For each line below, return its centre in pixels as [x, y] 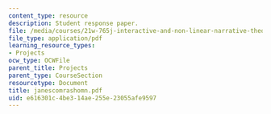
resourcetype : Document [48, 83]
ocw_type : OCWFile [39, 61]
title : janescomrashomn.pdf [56, 90]
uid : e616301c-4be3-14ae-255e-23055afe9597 [83, 98]
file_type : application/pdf [56, 38]
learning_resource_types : [52, 46]
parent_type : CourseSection [56, 75]
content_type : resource [48, 16]
